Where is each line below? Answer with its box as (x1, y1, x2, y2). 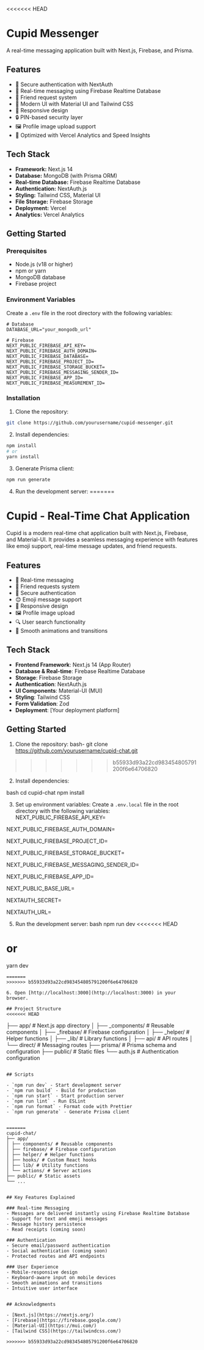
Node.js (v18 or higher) (15, 261, 73, 268)
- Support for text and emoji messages (6, 1216, 108, 1222)
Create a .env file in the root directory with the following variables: (6, 309, 173, 316)
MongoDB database (15, 274, 66, 281)
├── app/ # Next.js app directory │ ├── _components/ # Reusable (6, 1021, 175, 1029)
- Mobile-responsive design (6, 1269, 78, 1275)
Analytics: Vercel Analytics (15, 211, 84, 218)
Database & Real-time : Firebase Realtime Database (15, 667, 145, 674)
